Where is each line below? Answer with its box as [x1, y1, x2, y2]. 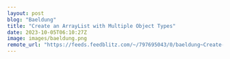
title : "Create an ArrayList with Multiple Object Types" [7, 22, 176, 29]
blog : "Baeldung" [7, 16, 57, 23]
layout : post [7, 9, 44, 17]
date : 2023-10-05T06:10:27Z [7, 28, 88, 36]
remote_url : [7, 41, 41, 48]
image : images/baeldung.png [7, 35, 88, 42]
